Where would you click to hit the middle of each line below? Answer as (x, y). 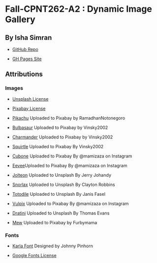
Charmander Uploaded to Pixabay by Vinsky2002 (63, 137)
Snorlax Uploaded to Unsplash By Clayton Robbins (63, 184)
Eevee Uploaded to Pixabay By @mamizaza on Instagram (70, 165)
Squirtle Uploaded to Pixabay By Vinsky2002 (58, 146)
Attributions (24, 74)
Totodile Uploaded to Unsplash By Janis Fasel (59, 194)
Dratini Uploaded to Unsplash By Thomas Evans (61, 213)
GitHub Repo (25, 49)
